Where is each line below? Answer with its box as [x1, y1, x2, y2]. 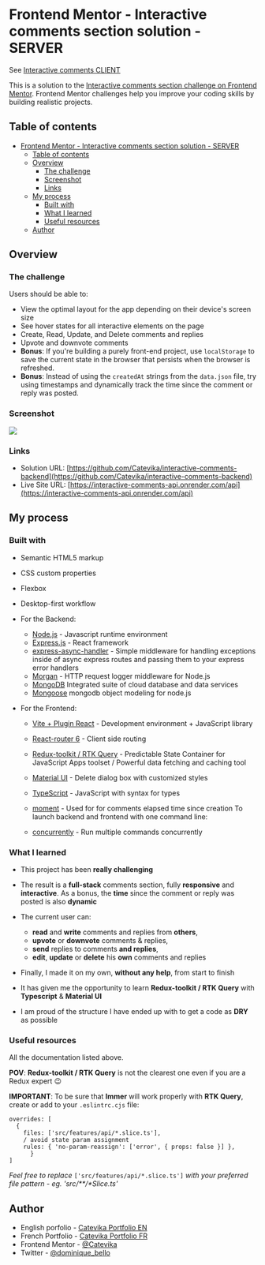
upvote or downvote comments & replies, [32, 936, 169, 945]
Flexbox [20, 583, 47, 593]
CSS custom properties [20, 568, 97, 578]
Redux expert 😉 [9, 1076, 62, 1086]
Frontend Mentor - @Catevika [20, 1240, 118, 1249]
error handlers [32, 663, 80, 672]
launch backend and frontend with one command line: [32, 811, 208, 822]
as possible [20, 1016, 58, 1025]
